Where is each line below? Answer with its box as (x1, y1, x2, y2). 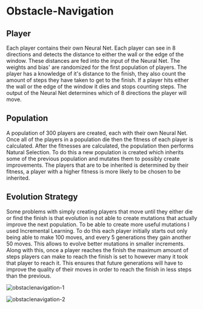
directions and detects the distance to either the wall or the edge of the (6, 51, 184, 58)
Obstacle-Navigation (6, 4, 114, 18)
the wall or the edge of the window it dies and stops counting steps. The (6, 83, 187, 90)
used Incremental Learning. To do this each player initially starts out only (6, 227, 188, 234)
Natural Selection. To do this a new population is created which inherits (6, 148, 184, 155)
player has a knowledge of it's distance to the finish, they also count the (6, 70, 186, 77)
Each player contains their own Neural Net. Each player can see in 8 (6, 44, 176, 51)
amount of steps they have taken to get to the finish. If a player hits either (6, 77, 189, 83)
